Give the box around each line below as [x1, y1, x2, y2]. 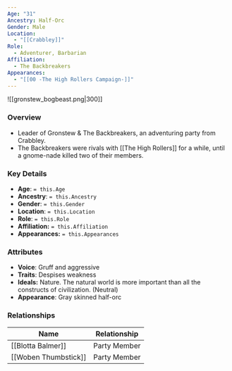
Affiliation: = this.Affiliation [17, 222, 109, 230]
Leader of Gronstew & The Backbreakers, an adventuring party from [17, 128, 216, 137]
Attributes [7, 247, 43, 257]
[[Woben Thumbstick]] [11, 352, 87, 362]
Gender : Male [7, 23, 46, 30]
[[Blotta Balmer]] [11, 341, 67, 351]
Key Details [7, 168, 47, 178]
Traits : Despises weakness [17, 270, 97, 279]
